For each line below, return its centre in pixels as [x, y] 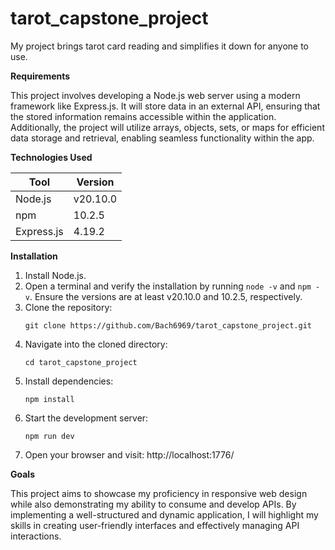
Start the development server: [86, 418]
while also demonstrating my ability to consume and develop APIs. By [153, 504]
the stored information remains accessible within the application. [143, 116]
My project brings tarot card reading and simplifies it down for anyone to [159, 46]
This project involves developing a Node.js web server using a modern [155, 95]
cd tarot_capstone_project [81, 362]
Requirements [40, 76]
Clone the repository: [68, 307]
